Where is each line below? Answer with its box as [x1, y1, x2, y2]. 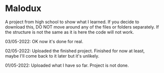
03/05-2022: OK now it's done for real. [5, 38, 83, 44]
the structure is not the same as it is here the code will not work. [5, 29, 134, 35]
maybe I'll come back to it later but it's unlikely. [5, 53, 100, 58]
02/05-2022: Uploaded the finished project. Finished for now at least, [5, 48, 145, 54]
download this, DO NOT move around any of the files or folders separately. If [5, 24, 159, 29]
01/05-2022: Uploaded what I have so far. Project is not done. [5, 62, 129, 68]
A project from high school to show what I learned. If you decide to [5, 19, 140, 25]
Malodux [5, 3, 41, 14]
